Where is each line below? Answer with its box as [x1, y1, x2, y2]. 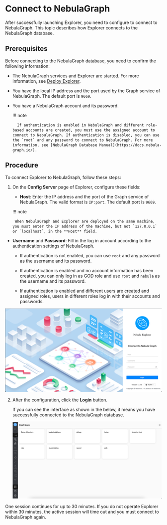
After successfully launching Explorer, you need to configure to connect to [5, 19, 158, 25]
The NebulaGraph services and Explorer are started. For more [12, 73, 139, 79]
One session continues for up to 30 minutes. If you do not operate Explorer [5, 503, 159, 509]
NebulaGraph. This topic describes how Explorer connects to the [5, 24, 138, 30]
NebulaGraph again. [5, 514, 46, 520]
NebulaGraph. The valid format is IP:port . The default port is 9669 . [19, 199, 157, 205]
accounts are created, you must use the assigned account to [25, 128, 155, 133]
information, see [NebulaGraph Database [12, 143, 97, 148]
